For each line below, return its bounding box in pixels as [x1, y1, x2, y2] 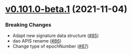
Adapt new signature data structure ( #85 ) [12, 32, 99, 38]
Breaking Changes [5, 21, 52, 28]
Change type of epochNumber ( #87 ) [12, 43, 89, 49]
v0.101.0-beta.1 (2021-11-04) [5, 3, 127, 15]
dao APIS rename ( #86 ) [12, 38, 61, 44]
